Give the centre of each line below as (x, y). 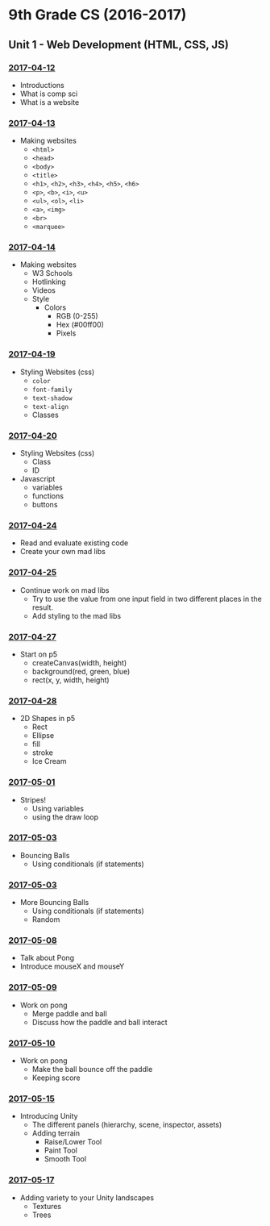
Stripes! (33, 799)
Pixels (66, 333)
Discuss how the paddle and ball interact (100, 1022)
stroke (43, 753)
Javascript (37, 479)
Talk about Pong (47, 958)
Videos (44, 290)
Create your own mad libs (63, 552)
